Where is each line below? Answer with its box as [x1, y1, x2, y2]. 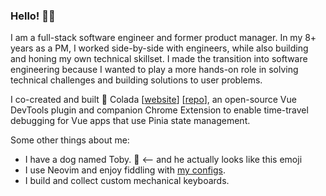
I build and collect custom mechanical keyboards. [24, 175, 230, 187]
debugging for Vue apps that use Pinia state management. [10, 115, 251, 127]
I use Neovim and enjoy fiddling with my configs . [24, 164, 227, 176]
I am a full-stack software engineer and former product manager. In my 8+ [10, 32, 317, 44]
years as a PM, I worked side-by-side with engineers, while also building [10, 42, 309, 54]
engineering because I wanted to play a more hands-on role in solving [10, 64, 299, 76]
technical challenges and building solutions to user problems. [10, 74, 263, 86]
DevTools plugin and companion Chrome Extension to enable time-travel [10, 104, 309, 116]
